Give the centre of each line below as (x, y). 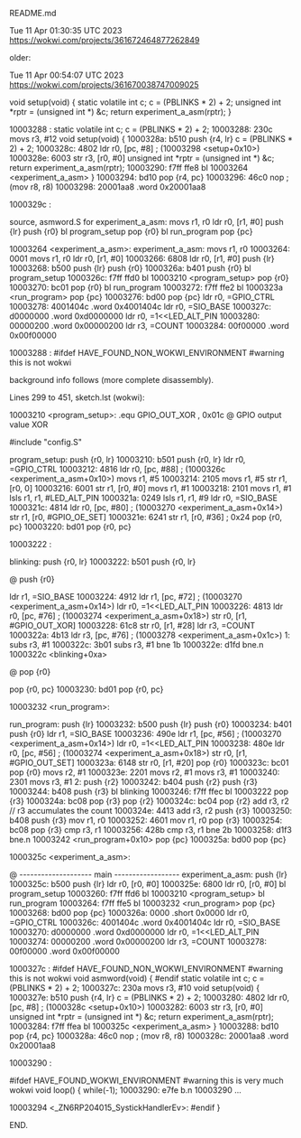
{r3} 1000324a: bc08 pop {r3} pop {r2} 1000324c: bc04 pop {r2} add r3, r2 (150, 801)
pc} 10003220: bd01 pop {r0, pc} (71, 527)
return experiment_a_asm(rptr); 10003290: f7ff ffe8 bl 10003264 (129, 168)
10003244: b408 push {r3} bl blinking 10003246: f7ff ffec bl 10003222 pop (149, 791)
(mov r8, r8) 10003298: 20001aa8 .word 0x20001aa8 (108, 187)
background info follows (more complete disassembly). (112, 380)
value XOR (29, 424)
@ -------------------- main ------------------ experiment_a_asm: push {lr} (149, 874)
